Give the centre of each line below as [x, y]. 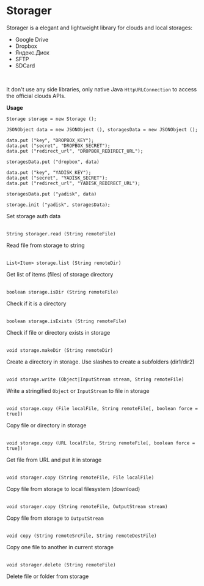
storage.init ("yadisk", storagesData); [59, 205]
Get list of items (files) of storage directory [60, 274]
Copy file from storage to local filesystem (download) [73, 489]
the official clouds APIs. [36, 96]
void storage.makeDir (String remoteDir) [60, 350]
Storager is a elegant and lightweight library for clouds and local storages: [99, 28]
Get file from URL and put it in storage [54, 460]
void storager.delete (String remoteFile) [61, 565]
